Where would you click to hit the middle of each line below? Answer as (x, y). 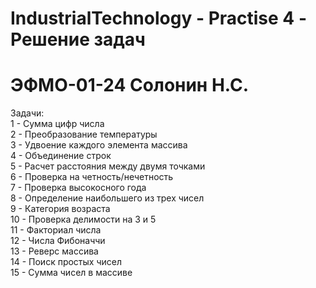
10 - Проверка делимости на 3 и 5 (83, 219)
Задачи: (27, 113)
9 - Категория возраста (60, 209)
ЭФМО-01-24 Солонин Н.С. (129, 85)
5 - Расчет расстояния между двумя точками (108, 166)
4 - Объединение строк (61, 156)
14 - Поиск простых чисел (66, 262)
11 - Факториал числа (56, 230)
